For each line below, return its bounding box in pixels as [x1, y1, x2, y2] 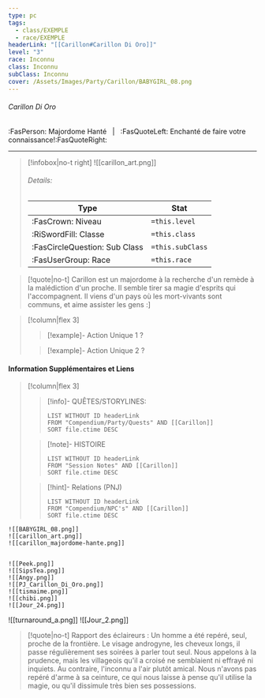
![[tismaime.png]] [8, 587, 69, 596]
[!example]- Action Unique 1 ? [47, 330, 144, 340]
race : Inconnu [8, 56, 55, 64]
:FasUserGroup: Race [31, 254, 111, 265]
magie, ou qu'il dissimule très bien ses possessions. [27, 681, 197, 691]
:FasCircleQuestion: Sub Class [31, 242, 144, 253]
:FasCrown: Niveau [31, 216, 103, 227]
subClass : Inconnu [8, 70, 69, 78]
